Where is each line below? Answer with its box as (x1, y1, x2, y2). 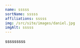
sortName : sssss (5, 12, 38, 16)
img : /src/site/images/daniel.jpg (5, 20, 76, 26)
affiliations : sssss (5, 16, 47, 21)
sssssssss (5, 38, 26, 44)
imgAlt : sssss (5, 25, 34, 30)
